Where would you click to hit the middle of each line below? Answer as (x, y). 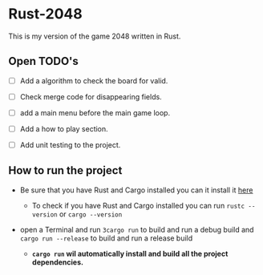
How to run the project (65, 170)
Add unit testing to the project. (70, 145)
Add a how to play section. (64, 128)
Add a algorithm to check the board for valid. (94, 80)
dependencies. (58, 262)
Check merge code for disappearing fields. (91, 96)
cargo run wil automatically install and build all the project (130, 253)
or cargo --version (91, 214)
